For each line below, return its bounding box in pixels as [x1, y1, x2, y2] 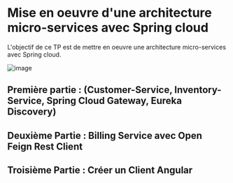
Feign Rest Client [7, 140, 83, 152]
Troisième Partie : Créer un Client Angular [7, 164, 193, 176]
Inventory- [174, 84, 222, 96]
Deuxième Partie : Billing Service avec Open [7, 129, 203, 141]
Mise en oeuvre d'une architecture [7, 5, 212, 21]
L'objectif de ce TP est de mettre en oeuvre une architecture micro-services [7, 43, 226, 51]
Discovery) [7, 106, 57, 118]
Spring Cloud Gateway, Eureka [46, 95, 182, 107]
